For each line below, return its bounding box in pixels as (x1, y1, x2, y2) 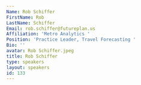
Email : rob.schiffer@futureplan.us (6, 25, 96, 32)
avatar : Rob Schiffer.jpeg (6, 48, 74, 54)
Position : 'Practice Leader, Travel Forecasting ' (6, 37, 136, 42)
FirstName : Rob (6, 14, 45, 20)
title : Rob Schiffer (6, 53, 58, 59)
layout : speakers (6, 64, 50, 71)
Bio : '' (6, 42, 26, 48)
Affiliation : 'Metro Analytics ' (6, 31, 90, 37)
